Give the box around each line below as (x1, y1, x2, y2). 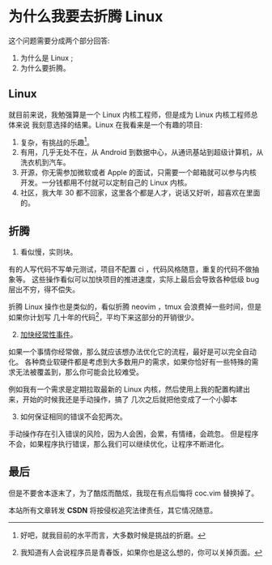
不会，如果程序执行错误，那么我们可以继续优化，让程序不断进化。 (8, 439, 228, 448)
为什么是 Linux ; (19, 53, 74, 62)
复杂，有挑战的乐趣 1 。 (19, 135, 95, 147)
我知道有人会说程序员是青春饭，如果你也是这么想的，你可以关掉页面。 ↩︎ (19, 547, 263, 557)
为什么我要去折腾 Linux (8, 7, 164, 26)
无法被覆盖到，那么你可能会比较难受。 (15, 366, 143, 377)
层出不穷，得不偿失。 (8, 285, 79, 294)
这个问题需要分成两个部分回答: (8, 36, 111, 45)
